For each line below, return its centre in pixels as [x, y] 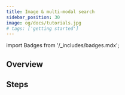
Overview [25, 64]
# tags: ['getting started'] [42, 28]
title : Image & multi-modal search [51, 12]
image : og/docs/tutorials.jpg [44, 23]
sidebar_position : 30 [33, 17]
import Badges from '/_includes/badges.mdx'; [63, 45]
